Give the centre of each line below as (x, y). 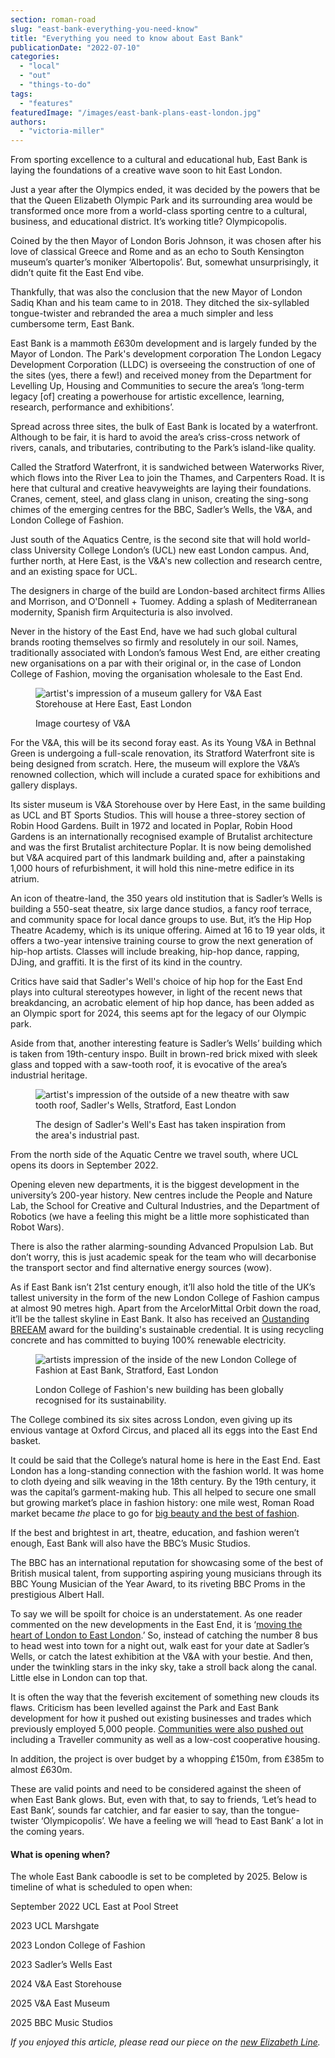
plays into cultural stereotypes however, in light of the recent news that (156, 992)
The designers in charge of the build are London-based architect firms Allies (168, 591)
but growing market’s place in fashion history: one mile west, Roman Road (162, 1503)
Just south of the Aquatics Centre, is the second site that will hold (146, 540)
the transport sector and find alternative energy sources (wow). (141, 1268)
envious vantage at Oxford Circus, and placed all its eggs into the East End (164, 1430)
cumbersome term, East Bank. (72, 324)
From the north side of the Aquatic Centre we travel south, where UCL (154, 1155)
